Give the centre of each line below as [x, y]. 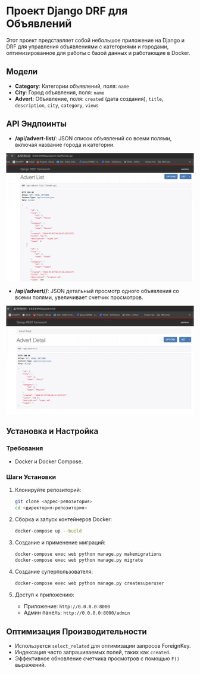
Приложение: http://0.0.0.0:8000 [67, 607]
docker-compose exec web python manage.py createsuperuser [90, 583]
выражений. [30, 665]
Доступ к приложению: [44, 595]
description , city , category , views [57, 105]
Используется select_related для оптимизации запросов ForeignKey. [103, 646]
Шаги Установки [31, 477]
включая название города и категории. [65, 144]
